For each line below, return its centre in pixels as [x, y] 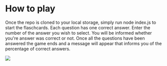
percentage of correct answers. [38, 49]
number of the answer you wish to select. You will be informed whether [79, 33]
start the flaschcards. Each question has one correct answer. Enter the [78, 27]
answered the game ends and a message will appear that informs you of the [83, 43]
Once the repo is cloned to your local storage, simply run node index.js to [81, 22]
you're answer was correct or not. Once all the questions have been [75, 38]
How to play [30, 9]
